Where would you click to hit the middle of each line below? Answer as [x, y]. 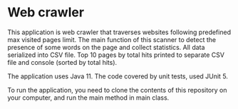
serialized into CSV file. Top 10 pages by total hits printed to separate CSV [116, 55]
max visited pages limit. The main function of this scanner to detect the [112, 39]
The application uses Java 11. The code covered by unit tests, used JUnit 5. [118, 76]
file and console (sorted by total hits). [62, 62]
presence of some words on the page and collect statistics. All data [106, 47]
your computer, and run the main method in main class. [88, 98]
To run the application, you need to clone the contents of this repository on [117, 90]
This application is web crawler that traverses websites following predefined [119, 32]
